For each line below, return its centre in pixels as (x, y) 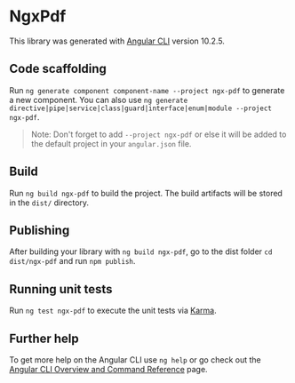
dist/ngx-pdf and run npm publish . (72, 261)
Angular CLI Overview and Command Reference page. (108, 369)
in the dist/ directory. (49, 203)
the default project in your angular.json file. (111, 143)
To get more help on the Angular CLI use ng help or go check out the (135, 360)
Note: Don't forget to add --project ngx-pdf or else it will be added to (159, 134)
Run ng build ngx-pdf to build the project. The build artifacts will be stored (146, 193)
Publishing (40, 230)
